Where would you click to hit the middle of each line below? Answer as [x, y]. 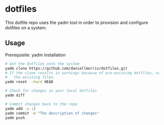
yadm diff [15, 95]
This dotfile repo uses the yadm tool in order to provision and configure [77, 22]
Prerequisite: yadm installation [35, 55]
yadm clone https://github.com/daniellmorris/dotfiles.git [66, 68]
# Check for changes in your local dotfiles [51, 91]
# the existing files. [30, 77]
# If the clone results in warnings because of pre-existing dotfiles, [79, 73]
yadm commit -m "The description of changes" [52, 113]
